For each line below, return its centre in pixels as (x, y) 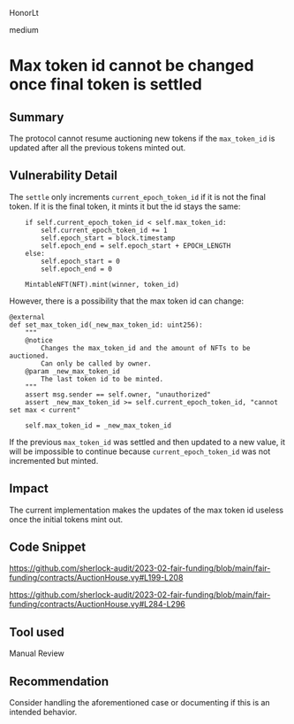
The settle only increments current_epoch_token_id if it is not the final (138, 196)
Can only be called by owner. (96, 363)
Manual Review (37, 653)
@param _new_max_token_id (73, 371)
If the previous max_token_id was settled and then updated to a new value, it (147, 442)
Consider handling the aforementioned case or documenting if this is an (140, 703)
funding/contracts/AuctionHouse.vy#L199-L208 (96, 578)
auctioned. (29, 356)
